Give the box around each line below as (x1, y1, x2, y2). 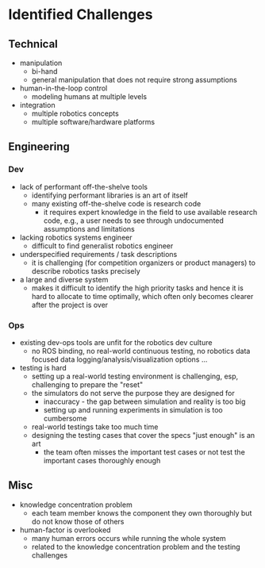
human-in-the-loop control (19, 83, 108, 93)
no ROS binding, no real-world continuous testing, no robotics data (31, 346, 251, 355)
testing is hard (19, 363, 67, 372)
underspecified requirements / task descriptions (19, 249, 178, 259)
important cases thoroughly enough (43, 455, 161, 465)
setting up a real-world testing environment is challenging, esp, (31, 371, 239, 381)
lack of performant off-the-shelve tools (19, 182, 148, 191)
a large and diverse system (19, 274, 109, 284)
